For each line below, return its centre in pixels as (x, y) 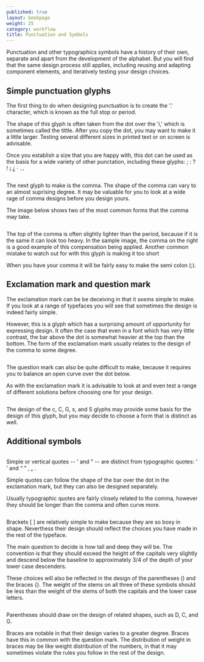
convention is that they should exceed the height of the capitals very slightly (102, 553)
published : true (27, 12)
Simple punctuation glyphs (58, 91)
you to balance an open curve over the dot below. (69, 373)
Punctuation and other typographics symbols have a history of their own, (98, 52)
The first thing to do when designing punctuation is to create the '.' (90, 105)
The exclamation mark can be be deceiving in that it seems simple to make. (101, 299)
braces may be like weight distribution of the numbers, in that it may (92, 646)
